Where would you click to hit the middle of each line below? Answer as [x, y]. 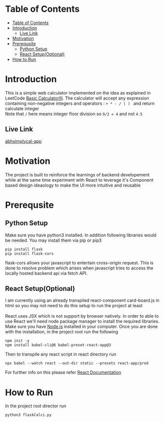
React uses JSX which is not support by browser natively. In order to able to [82, 316]
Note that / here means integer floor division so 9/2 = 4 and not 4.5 [74, 114]
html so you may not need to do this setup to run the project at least [74, 306]
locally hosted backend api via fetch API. [46, 273]
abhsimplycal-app [23, 141]
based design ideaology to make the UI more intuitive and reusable [73, 185]
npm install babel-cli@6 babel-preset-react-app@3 [58, 345]
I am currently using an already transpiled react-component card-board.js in [82, 300]
